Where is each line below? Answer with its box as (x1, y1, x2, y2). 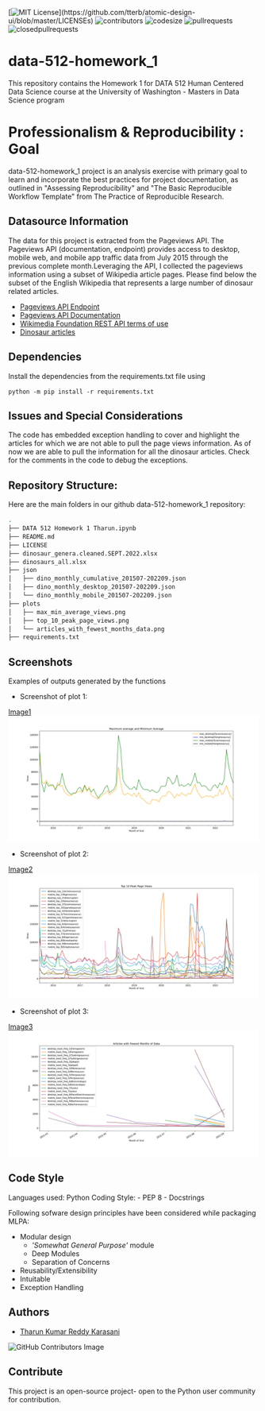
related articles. (8, 286, 60, 296)
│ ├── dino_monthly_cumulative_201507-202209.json (8, 574, 186, 583)
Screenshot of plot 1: (19, 692, 88, 702)
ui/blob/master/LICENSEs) (8, 16, 94, 25)
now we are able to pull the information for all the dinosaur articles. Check (8, 447, 250, 457)
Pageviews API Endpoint (19, 302, 100, 311)
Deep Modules (31, 1248, 80, 1258)
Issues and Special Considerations (8, 409, 183, 423)
